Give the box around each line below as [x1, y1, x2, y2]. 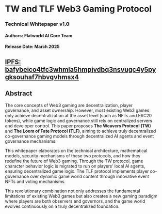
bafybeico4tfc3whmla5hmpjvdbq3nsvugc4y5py [5, 65, 156, 74]
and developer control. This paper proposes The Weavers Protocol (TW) [5, 122, 151, 129]
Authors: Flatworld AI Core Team [5, 32, 73, 38]
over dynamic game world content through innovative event [30, 173, 149, 179]
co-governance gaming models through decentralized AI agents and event [5, 133, 154, 139]
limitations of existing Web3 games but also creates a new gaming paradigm [5, 193, 158, 199]
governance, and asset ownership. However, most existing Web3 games [5, 107, 149, 113]
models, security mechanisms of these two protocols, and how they [5, 153, 141, 158]
